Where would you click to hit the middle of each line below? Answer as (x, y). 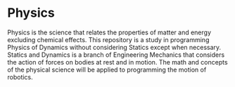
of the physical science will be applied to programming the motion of (107, 69)
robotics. (20, 77)
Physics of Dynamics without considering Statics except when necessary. (114, 47)
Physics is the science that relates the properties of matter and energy (109, 32)
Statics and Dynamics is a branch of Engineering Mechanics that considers (116, 55)
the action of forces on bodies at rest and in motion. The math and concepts (118, 62)
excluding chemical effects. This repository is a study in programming (108, 39)
